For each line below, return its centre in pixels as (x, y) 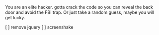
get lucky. (15, 17)
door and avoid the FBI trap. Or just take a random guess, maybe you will (80, 12)
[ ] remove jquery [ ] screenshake (39, 27)
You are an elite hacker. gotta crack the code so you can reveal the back (79, 7)
